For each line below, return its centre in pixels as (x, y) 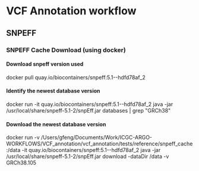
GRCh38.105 (21, 163)
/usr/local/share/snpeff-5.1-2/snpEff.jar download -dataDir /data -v (88, 157)
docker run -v (23, 138)
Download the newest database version (56, 124)
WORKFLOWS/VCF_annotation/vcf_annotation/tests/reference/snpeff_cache (99, 144)
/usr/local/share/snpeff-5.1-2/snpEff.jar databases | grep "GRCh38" (89, 110)
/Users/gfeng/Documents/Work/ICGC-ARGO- (97, 138)
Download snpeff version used (45, 64)
